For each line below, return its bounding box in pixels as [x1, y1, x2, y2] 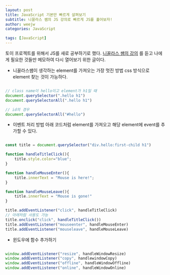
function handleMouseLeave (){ [5, 189, 70, 194]
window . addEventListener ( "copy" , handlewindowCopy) [5, 256, 117, 261]
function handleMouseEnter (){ [5, 170, 70, 176]
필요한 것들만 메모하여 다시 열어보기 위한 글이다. [10, 57, 106, 63]
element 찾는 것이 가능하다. [12, 74, 68, 79]
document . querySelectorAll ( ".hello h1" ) [5, 98, 93, 103]
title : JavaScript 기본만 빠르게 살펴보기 [5, 12, 86, 17]
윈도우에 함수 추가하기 [12, 236, 57, 242]
